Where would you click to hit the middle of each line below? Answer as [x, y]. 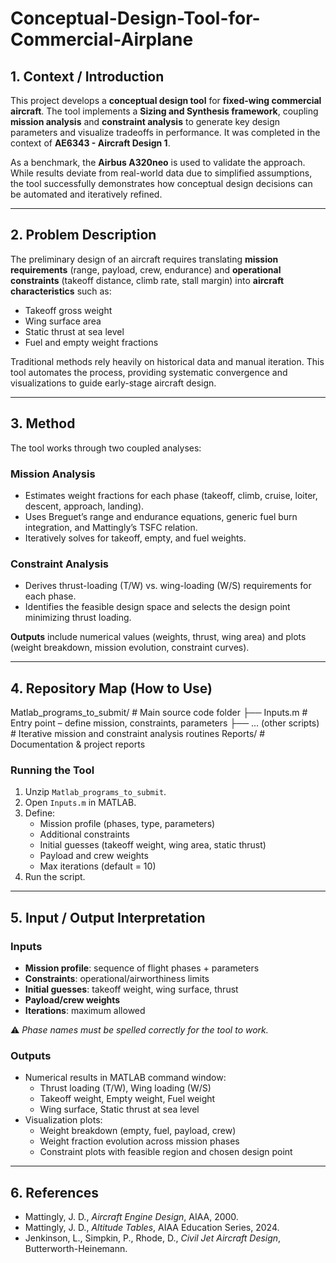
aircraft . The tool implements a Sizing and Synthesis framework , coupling [164, 111]
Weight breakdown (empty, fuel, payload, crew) [138, 1131]
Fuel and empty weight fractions [91, 342]
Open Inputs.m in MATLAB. [80, 803]
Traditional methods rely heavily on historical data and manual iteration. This [167, 361]
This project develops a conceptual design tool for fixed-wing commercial [166, 100]
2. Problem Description [83, 235]
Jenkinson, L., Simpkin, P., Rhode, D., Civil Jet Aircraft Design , [153, 1238]
